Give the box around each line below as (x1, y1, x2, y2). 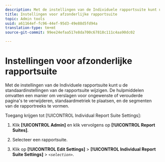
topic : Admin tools (5, 16, 45, 21)
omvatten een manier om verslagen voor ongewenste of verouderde (5, 92, 143, 98)
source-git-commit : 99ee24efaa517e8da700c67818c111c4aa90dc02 (5, 30, 135, 35)
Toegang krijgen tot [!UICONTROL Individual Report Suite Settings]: (5, 112, 141, 118)
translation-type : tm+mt (5, 26, 56, 30)
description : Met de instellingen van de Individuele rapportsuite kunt (5, 7, 157, 12)
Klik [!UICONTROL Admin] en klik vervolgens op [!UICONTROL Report (12, 122, 156, 128)
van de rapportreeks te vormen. (5, 103, 70, 108)
